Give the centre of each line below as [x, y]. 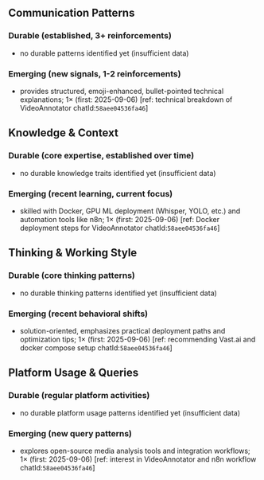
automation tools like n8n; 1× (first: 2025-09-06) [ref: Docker [120, 219]
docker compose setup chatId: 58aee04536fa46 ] [96, 347]
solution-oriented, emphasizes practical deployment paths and [122, 330]
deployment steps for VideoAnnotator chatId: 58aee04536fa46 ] [120, 228]
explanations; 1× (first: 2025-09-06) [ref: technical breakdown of [126, 100]
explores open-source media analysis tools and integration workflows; [135, 451]
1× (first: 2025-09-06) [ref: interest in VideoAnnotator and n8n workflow [138, 459]
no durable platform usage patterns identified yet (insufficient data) [130, 412]
